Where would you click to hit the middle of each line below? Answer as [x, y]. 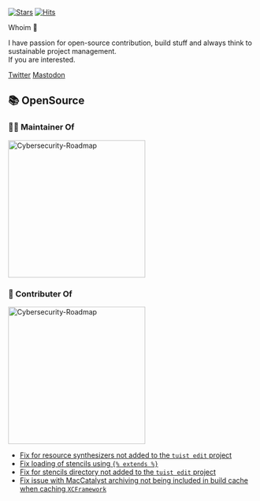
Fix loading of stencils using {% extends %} [89, 463]
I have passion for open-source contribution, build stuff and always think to [130, 43]
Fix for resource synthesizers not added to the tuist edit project [126, 455]
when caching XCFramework [63, 488]
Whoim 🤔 [23, 27]
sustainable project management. [62, 51]
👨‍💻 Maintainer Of [41, 127]
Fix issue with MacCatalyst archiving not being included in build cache [134, 480]
